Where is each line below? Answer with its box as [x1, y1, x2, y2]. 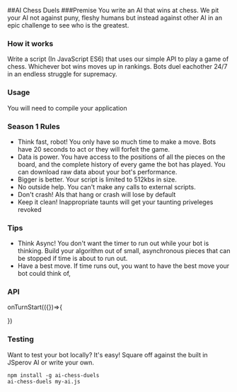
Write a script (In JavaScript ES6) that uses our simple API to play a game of [7, 55, 229, 63]
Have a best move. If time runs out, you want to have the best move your [17, 262, 230, 270]
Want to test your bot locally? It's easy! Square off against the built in [7, 350, 208, 359]
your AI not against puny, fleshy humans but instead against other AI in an [7, 13, 223, 22]
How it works [7, 38, 54, 48]
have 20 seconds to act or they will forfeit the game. [17, 145, 170, 153]
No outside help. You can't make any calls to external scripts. [17, 182, 196, 191]
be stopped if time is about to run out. [17, 254, 128, 263]
